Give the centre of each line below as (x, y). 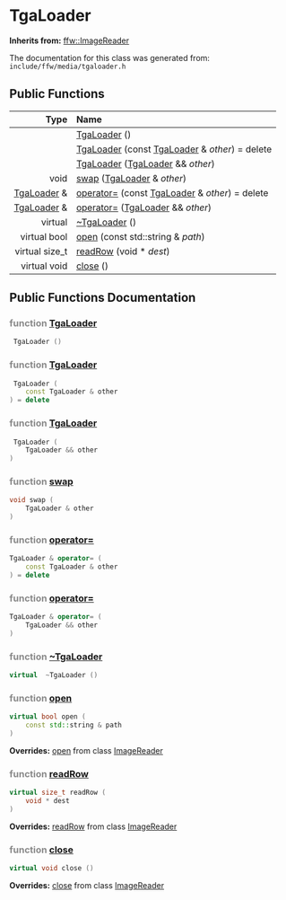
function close (42, 850)
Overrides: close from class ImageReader (87, 886)
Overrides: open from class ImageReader (86, 751)
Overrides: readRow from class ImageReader (93, 826)
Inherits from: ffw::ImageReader (69, 40)
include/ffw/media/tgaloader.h (68, 66)
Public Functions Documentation (103, 298)
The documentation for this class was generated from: (110, 57)
